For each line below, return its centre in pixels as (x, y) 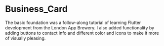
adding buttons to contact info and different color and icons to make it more (82, 33)
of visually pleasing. (25, 38)
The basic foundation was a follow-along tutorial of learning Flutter (73, 23)
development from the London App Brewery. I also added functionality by (80, 27)
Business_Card (37, 9)
